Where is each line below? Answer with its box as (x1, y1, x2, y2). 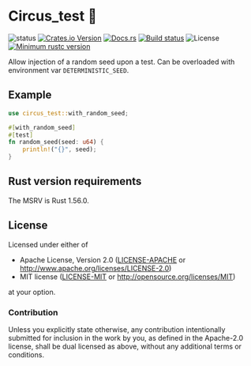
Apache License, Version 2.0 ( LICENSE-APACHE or (19, 255, 186, 264)
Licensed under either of (8, 240, 88, 249)
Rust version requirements (8, 175, 142, 188)
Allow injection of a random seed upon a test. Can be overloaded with (8, 57, 235, 66)
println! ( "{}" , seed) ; (22, 145, 97, 153)
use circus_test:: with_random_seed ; (8, 109, 129, 117)
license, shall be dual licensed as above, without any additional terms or (8, 341, 242, 351)
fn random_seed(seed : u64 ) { (8, 138, 104, 146)
